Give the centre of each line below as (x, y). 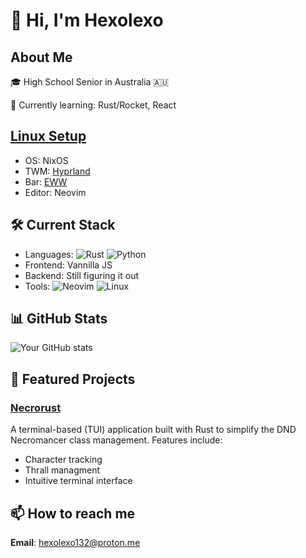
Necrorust (36, 407)
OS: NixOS (46, 160)
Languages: (49, 254)
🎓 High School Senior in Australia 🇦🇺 (90, 82)
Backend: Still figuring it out (82, 275)
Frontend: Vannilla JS (68, 265)
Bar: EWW (46, 181)
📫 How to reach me (73, 513)
